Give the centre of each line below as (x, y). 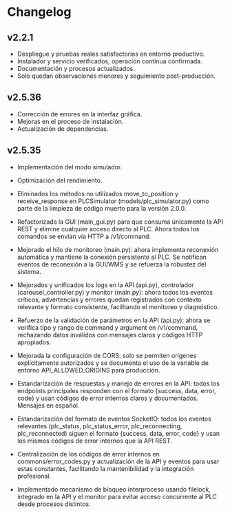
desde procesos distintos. (54, 504)
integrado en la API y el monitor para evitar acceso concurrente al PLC (117, 496)
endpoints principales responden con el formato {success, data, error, (117, 390)
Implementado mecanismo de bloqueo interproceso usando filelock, (114, 489)
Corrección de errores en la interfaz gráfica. (80, 114)
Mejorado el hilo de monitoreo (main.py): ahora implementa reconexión (118, 249)
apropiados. (34, 342)
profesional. (34, 476)
